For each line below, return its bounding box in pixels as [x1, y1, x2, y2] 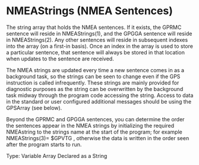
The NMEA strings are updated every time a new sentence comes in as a [6, 66, 185, 73]
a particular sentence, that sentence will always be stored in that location [6, 48, 185, 56]
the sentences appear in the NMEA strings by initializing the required [6, 122, 175, 129]
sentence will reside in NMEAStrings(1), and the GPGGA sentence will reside [6, 30, 192, 37]
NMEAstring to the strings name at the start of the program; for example [6, 128, 182, 135]
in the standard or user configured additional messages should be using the [6, 98, 192, 105]
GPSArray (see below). [6, 104, 62, 111]
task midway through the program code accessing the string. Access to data [6, 92, 194, 99]
